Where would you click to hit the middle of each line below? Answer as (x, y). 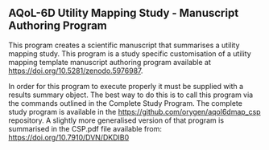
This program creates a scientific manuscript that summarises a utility (124, 45)
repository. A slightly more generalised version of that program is (116, 120)
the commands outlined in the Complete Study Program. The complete (126, 103)
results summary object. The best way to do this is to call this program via (131, 95)
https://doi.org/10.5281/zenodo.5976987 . (76, 71)
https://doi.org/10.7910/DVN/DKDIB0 (69, 137)
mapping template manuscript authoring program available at (110, 62)
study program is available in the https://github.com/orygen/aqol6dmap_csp (134, 111)
